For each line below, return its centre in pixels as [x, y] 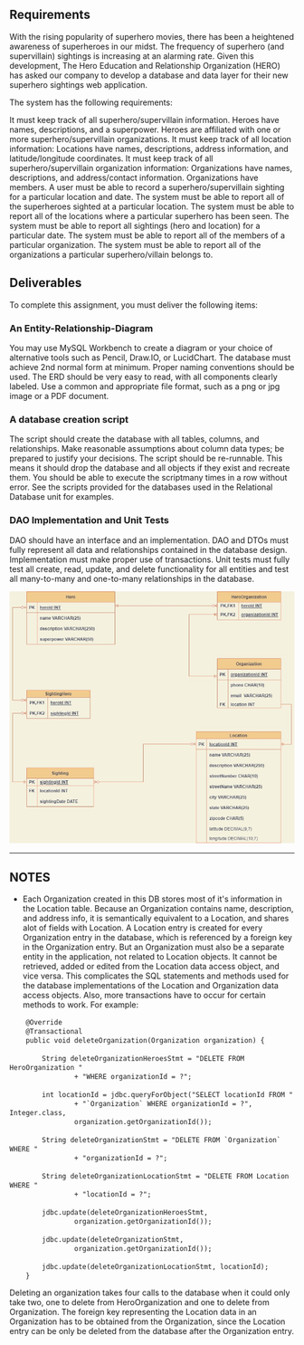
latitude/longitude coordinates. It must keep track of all [111, 158]
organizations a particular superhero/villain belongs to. [111, 254]
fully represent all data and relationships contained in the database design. [148, 549]
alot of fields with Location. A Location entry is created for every [142, 928]
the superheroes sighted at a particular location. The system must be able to [152, 206]
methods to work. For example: [80, 1005]
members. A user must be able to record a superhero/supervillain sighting [147, 187]
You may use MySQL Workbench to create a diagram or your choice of [141, 348]
